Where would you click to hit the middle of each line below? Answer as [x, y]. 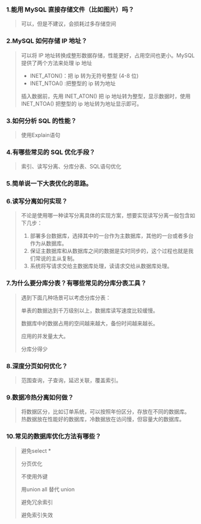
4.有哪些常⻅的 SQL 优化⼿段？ [51, 152]
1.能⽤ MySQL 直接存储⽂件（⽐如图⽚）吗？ [70, 9]
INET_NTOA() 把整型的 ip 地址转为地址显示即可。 [82, 103]
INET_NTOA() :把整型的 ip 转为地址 [73, 83]
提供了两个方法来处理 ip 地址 [56, 63]
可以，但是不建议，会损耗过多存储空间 [68, 24]
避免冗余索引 [37, 502]
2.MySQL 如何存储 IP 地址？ [47, 41]
